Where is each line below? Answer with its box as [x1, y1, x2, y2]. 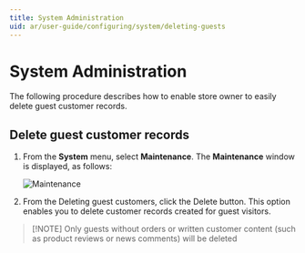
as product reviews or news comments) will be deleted [31, 233, 238, 244]
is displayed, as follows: [22, 161, 112, 172]
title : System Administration [9, 13, 125, 23]
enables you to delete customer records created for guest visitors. [22, 206, 271, 217]
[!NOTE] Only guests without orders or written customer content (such [31, 224, 296, 235]
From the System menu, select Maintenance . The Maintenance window [22, 151, 296, 162]
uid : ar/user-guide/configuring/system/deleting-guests [9, 22, 226, 31]
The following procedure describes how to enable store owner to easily [9, 91, 277, 102]
